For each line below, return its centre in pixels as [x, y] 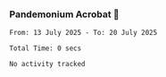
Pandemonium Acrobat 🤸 [65, 14]
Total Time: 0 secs [46, 48]
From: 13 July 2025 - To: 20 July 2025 [83, 33]
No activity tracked [48, 64]
